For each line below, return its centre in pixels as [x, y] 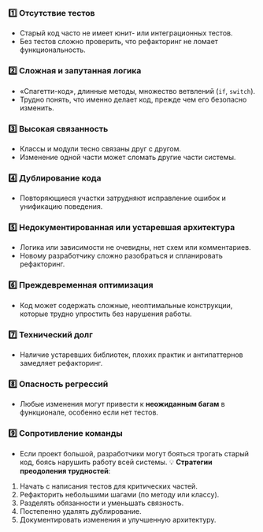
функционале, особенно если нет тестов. [89, 412]
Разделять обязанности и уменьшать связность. [102, 503]
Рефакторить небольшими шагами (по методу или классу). [119, 494]
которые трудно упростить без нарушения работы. [106, 314]
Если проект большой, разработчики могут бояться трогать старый [134, 453]
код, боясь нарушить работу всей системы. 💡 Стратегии [116, 462]
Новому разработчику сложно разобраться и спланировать [121, 256]
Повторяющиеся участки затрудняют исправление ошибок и [122, 198]
